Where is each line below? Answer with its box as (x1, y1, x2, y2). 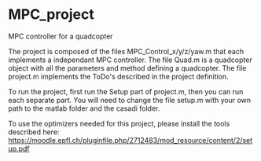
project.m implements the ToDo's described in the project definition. (8, 71, 230, 81)
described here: (8, 127, 60, 137)
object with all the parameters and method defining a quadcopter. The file (8, 63, 247, 72)
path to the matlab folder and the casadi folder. (8, 104, 160, 113)
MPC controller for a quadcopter (8, 31, 113, 41)
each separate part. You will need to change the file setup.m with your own (8, 95, 252, 104)
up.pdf (8, 144, 30, 153)
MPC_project (8, 5, 94, 24)
